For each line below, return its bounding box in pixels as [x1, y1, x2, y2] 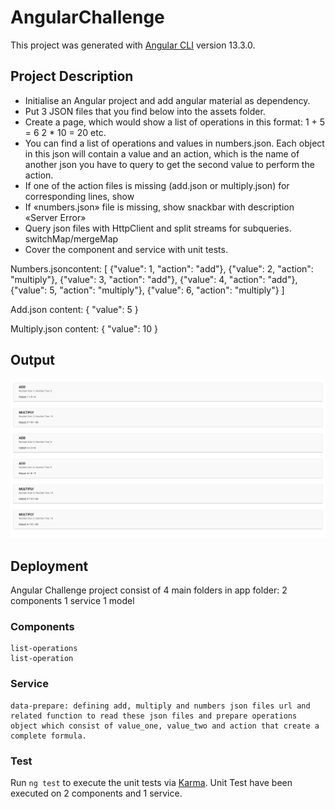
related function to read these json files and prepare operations [10, 711, 298, 721]
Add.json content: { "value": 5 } [10, 303, 139, 315]
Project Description [10, 68, 134, 85]
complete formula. [10, 731, 87, 741]
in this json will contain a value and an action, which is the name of [24, 147, 300, 160]
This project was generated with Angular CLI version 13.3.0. [10, 39, 256, 51]
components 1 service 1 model [10, 595, 135, 607]
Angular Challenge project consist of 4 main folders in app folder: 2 [10, 584, 288, 596]
